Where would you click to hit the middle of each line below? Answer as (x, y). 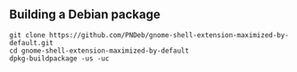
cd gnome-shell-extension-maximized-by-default (99, 51)
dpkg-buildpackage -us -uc (59, 58)
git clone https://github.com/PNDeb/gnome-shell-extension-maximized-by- (149, 35)
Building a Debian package (85, 15)
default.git (31, 43)
